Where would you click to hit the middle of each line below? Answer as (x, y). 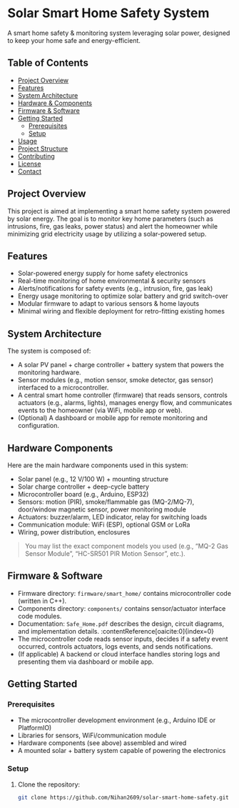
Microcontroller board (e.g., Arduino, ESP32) (83, 494)
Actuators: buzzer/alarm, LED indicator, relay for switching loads (112, 517)
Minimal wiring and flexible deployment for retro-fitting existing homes (121, 311)
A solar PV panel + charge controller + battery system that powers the (121, 365)
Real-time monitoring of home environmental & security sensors (112, 281)
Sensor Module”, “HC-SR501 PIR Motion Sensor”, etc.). (105, 554)
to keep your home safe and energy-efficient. (74, 40)
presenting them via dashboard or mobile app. (86, 662)
